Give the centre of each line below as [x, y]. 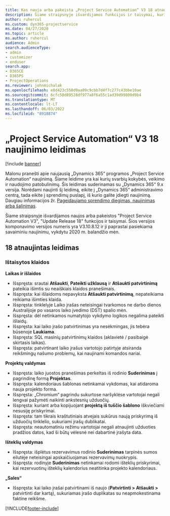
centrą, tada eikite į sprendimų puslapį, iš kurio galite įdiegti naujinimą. [78, 195]
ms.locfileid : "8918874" [31, 114]
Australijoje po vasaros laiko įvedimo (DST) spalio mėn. [70, 310]
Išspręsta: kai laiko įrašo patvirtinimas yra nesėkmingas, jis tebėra [81, 326]
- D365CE [14, 72]
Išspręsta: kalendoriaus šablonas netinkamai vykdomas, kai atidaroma [85, 384]
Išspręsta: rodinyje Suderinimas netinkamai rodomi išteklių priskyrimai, [87, 463]
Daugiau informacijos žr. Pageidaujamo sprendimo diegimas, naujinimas [80, 200]
